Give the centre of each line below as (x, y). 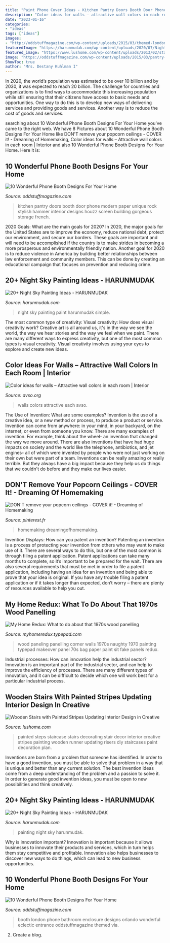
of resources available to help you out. (45, 588)
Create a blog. (27, 934)
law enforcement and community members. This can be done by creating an (85, 259)
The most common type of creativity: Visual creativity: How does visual (80, 322)
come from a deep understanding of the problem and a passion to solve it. (83, 773)
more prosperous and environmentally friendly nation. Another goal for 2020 (85, 248)
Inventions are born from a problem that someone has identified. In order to (84, 757)
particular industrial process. (35, 681)
